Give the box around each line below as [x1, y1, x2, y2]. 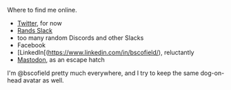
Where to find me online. [7, 6, 77, 14]
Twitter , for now [17, 19, 62, 27]
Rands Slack [17, 27, 53, 34]
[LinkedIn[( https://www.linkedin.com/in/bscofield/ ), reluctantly [17, 48, 194, 56]
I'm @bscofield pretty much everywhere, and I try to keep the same [7, 69, 199, 77]
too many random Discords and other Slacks [17, 34, 144, 42]
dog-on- [200, 69, 225, 77]
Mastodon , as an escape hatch [17, 56, 106, 64]
